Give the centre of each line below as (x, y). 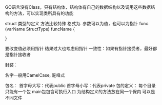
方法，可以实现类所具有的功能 (43, 13)
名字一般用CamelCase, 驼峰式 (35, 75)
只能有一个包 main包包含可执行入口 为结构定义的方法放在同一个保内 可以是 (80, 92)
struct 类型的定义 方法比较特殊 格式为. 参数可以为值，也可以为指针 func (77, 24)
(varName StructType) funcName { (40, 29)
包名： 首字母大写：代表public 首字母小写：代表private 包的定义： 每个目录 (81, 86)
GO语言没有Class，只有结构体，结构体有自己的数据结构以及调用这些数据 (78, 7)
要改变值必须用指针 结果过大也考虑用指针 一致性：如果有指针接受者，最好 (79, 48)
